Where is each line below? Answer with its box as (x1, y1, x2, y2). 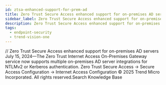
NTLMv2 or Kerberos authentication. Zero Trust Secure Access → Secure (5, 63, 155, 69)
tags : (5, 26, 16, 30)
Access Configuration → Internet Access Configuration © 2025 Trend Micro (5, 69, 160, 75)
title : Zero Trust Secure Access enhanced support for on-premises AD (5, 12, 154, 17)
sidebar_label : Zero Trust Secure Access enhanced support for (5, 16, 138, 21)
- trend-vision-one (9, 35, 50, 40)
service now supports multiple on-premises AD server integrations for (5, 58, 148, 64)
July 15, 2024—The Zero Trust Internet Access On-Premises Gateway (5, 53, 147, 59)
